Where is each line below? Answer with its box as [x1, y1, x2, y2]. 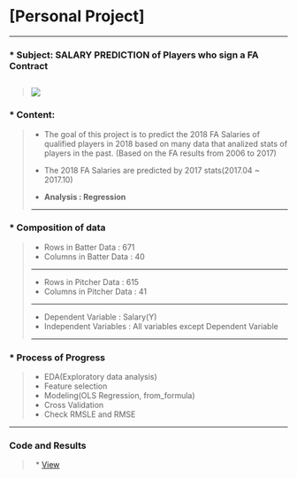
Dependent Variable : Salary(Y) [43, 312, 157, 322]
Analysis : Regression [43, 191, 126, 202]
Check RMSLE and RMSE [43, 409, 136, 420]
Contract [9, 59, 49, 72]
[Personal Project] [9, 6, 145, 27]
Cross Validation [43, 400, 104, 411]
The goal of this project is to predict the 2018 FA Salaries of [43, 128, 261, 139]
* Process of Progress [9, 351, 106, 364]
